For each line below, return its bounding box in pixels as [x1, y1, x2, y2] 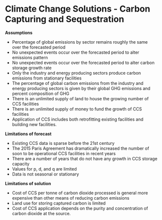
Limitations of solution [5, 180, 51, 186]
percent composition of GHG [12, 91, 70, 96]
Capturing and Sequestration [5, 14, 124, 25]
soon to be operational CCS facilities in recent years [12, 150, 116, 156]
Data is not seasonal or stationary [12, 171, 79, 177]
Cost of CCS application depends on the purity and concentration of [12, 205, 148, 211]
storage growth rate [12, 64, 52, 71]
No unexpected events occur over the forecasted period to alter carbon [12, 60, 155, 65]
